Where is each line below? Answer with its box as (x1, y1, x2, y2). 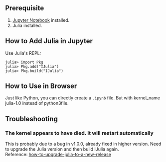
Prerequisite (5, 4, 44, 12)
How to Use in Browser (5, 82, 77, 90)
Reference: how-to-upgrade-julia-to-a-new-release (5, 152, 111, 158)
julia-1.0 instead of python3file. (5, 100, 69, 106)
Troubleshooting (5, 114, 58, 123)
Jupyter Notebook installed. (12, 17, 70, 23)
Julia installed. (12, 22, 42, 28)
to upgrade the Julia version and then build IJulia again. (5, 146, 119, 152)
